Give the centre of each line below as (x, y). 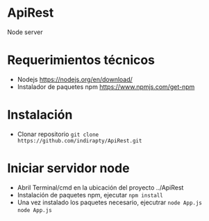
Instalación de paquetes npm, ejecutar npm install (90, 195)
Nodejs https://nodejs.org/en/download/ (75, 79)
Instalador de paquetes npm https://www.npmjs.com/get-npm (106, 87)
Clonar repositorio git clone (58, 134)
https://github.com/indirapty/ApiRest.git (80, 140)
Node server (25, 32)
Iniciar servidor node (68, 168)
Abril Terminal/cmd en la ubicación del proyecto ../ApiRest (100, 187)
